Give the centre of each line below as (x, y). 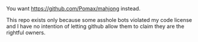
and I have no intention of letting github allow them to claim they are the (95, 26)
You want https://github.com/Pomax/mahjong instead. (73, 9)
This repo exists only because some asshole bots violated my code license (99, 20)
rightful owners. (26, 33)
